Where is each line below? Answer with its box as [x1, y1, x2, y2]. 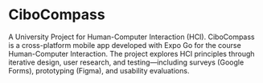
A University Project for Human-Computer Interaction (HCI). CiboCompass [8, 32, 255, 41]
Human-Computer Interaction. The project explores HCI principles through [8, 49, 255, 58]
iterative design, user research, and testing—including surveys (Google [8, 57, 245, 67]
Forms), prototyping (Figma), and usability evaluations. [8, 65, 190, 75]
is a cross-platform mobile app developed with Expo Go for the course [8, 40, 241, 49]
